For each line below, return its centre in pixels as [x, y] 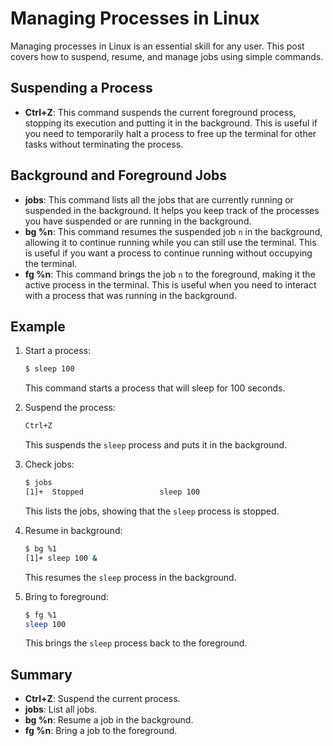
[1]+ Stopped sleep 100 [112, 492]
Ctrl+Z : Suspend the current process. [102, 699]
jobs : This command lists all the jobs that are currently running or [159, 199]
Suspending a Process [81, 88]
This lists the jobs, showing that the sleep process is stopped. [152, 511]
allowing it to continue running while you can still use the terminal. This [170, 242]
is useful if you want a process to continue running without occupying [168, 253]
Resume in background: [73, 530]
